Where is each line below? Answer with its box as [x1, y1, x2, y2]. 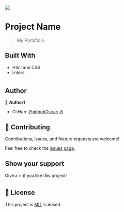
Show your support [5, 159, 64, 168]
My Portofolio [16, 37, 45, 43]
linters [12, 70, 25, 75]
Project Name [5, 21, 61, 33]
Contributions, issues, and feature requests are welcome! [5, 136, 120, 142]
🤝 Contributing [5, 123, 50, 131]
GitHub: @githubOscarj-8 [12, 109, 63, 115]
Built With [5, 52, 35, 60]
